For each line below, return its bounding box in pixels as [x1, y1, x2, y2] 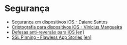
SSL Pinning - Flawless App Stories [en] [11, 34, 92, 40]
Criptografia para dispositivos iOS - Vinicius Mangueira [11, 24, 122, 30]
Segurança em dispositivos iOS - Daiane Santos [11, 19, 108, 25]
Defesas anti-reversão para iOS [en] [11, 29, 84, 35]
